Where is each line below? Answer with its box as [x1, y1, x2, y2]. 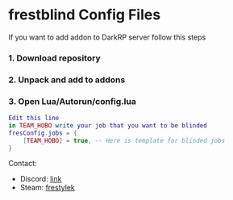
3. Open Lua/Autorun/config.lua [8, 95, 137, 106]
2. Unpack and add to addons [8, 74, 126, 85]
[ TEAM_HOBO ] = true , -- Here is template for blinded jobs [23, 136, 226, 144]
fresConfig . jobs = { [8, 129, 78, 137]
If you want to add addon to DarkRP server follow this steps [8, 32, 206, 42]
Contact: [8, 159, 38, 169]
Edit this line [8, 115, 60, 123]
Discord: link [19, 174, 62, 184]
